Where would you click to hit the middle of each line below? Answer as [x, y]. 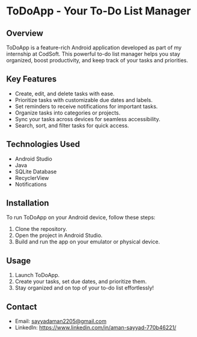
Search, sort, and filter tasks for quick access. [72, 125]
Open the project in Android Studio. [59, 236]
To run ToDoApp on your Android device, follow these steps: [81, 218]
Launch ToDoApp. [37, 275]
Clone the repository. [41, 229]
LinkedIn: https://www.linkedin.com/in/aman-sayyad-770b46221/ [95, 327]
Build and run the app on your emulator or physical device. [87, 242]
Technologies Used [43, 144]
